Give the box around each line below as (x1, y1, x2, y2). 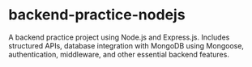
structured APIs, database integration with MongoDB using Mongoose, (8, 40, 245, 50)
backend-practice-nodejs (8, 6, 186, 24)
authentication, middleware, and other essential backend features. (8, 49, 229, 59)
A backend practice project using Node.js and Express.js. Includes (8, 32, 230, 42)
